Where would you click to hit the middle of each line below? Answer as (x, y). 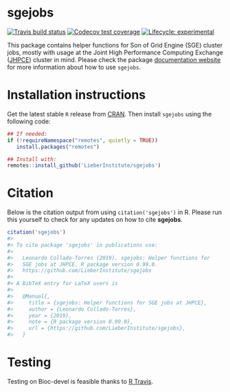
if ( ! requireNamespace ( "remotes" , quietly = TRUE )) (82, 140)
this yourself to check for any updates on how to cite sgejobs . (95, 220)
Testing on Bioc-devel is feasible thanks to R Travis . (80, 381)
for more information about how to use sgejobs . (74, 67)
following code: (29, 121)
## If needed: (27, 134)
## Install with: (32, 159)
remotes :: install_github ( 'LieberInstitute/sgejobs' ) (84, 166)
